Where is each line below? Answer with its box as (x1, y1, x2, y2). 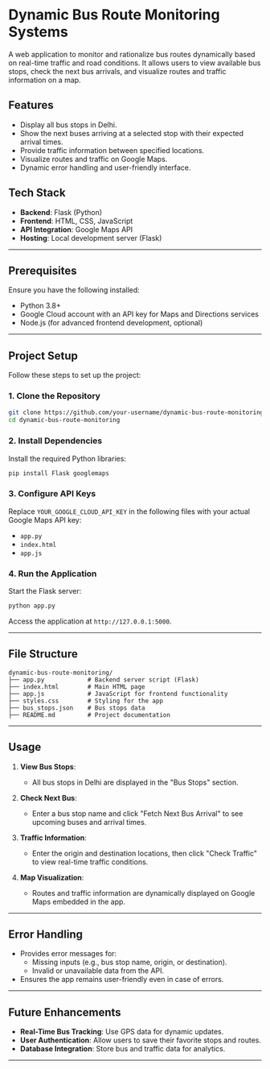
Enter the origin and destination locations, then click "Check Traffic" (31, 848, 257, 858)
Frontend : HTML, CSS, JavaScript (19, 216, 133, 226)
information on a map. (8, 75, 82, 85)
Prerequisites (8, 263, 77, 277)
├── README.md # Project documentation (8, 711, 171, 719)
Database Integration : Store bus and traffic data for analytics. (19, 1044, 226, 1054)
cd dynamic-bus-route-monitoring (8, 416, 121, 425)
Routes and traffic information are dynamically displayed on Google (31, 888, 256, 897)
